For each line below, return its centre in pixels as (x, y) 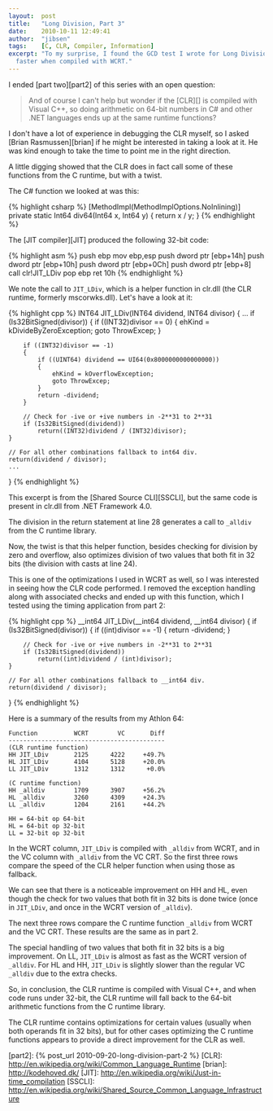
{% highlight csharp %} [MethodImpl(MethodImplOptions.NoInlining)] (125, 206)
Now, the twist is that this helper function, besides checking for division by (133, 546)
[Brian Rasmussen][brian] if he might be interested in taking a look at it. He (133, 142)
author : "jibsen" (39, 39)
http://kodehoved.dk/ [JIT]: (54, 1073)
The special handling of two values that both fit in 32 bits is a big (117, 947)
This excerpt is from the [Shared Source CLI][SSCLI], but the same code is (133, 497)
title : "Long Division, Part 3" (67, 24)
